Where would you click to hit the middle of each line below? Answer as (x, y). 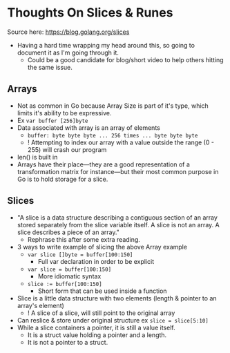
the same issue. (50, 67)
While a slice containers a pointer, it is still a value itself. (96, 327)
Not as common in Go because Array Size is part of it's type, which (113, 106)
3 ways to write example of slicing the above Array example (102, 247)
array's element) (40, 305)
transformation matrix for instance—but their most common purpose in (118, 171)
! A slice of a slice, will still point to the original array (101, 313)
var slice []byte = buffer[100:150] (80, 255)
